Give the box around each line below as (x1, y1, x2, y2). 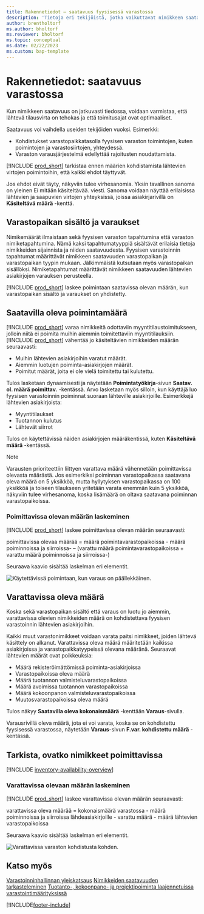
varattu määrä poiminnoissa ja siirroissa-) (6, 551, 110, 558)
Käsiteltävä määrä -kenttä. (6, 200, 74, 207)
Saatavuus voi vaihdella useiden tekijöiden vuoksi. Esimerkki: (6, 126, 159, 133)
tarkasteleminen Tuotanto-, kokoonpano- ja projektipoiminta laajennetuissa (6, 883, 194, 890)
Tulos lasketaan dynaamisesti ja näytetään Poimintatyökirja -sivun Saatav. (6, 380, 192, 387)
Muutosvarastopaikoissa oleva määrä (15, 696, 109, 704)
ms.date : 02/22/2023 (6, 43, 59, 49)
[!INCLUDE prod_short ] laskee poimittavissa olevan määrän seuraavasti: (6, 526, 186, 534)
